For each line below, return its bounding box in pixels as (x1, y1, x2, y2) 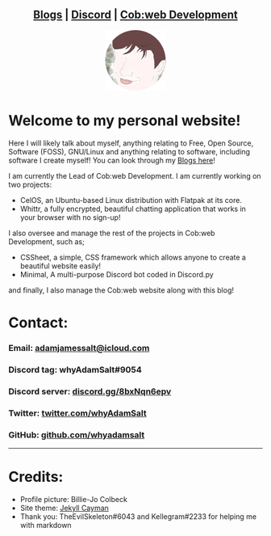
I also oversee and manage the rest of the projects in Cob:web (8, 228, 215, 238)
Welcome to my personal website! (8, 112, 241, 129)
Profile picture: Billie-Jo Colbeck (19, 494, 127, 504)
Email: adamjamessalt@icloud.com (8, 342, 150, 353)
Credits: (8, 468, 64, 486)
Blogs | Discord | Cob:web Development (33, 8, 238, 22)
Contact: (8, 313, 69, 331)
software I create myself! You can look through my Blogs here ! (8, 155, 215, 165)
